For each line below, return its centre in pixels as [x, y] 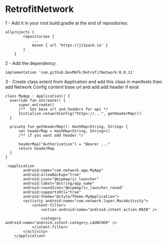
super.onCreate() [36, 105]
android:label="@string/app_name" [59, 183]
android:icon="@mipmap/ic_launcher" [61, 179]
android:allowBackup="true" [52, 175]
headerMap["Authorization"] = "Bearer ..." [64, 144]
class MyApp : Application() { [38, 96]
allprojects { [20, 32]
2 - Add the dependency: [31, 63]
